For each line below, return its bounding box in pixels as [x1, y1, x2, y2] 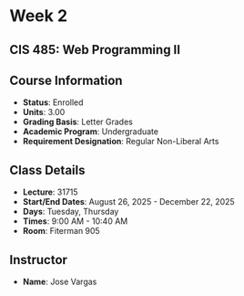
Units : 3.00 [22, 107, 66, 118]
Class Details [9, 162, 86, 178]
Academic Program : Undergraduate [22, 126, 159, 137]
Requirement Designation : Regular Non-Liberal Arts [22, 136, 219, 147]
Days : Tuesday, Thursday [22, 206, 119, 217]
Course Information [9, 72, 123, 88]
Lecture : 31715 [22, 186, 79, 197]
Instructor [9, 252, 68, 268]
